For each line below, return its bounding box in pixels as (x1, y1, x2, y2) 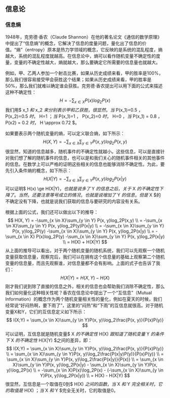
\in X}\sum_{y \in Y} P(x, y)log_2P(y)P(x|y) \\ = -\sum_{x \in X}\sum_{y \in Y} (6, 223, 164, 229)
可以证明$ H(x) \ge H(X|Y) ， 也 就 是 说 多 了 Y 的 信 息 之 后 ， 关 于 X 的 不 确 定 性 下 (5, 186, 163, 192)
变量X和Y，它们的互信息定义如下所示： (5, 309, 87, 315)
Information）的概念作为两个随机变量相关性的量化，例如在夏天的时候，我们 (5, 296, 162, 302)
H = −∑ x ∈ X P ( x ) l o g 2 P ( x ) (59, 97, 111, 105)
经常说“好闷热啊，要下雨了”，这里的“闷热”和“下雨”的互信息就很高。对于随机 (5, 303, 163, 309)
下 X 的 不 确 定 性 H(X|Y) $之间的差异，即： (5, 337, 93, 344)
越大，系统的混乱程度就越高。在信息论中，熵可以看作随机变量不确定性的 (5, 53, 156, 59)
